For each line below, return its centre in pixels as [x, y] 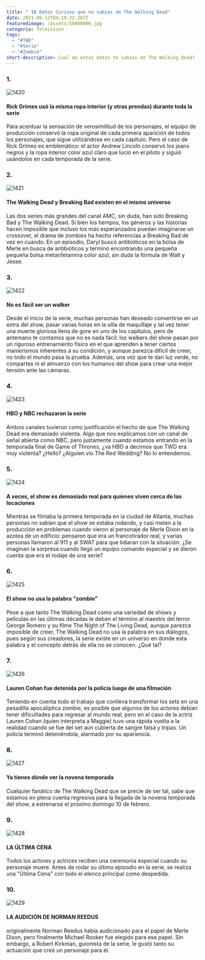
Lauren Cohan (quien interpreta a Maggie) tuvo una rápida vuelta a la [93, 721]
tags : [13, 35]
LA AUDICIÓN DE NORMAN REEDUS [52, 917]
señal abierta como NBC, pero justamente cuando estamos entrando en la [99, 440]
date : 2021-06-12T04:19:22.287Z [47, 18]
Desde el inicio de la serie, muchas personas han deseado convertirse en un [103, 318]
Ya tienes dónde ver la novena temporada [60, 778]
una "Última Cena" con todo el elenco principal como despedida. [88, 874]
